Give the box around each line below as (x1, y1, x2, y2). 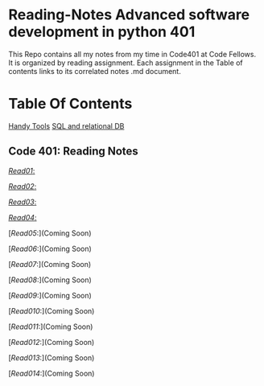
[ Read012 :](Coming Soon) (8, 337, 95, 347)
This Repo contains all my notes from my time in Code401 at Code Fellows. (8, 49, 256, 59)
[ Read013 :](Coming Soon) (8, 352, 95, 363)
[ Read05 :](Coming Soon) (8, 228, 92, 238)
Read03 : (8, 197, 37, 207)
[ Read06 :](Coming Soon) (8, 244, 93, 253)
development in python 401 (8, 23, 196, 41)
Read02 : (8, 181, 37, 191)
